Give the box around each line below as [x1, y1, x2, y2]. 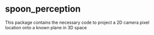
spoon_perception [5, 3, 81, 15]
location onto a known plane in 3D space [5, 24, 87, 30]
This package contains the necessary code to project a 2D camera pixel [5, 19, 150, 25]
